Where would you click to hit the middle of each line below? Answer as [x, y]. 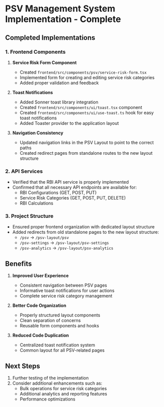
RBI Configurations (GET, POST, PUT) [58, 193]
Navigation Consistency [38, 133]
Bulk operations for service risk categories [63, 389]
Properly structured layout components [60, 315]
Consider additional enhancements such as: [57, 383]
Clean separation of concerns [50, 320]
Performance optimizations [47, 399]
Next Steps [23, 366]
